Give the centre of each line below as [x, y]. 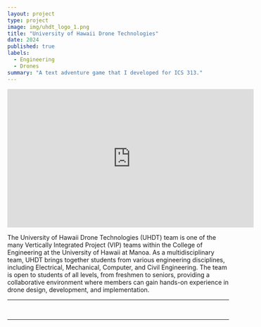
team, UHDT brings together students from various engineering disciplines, [116, 259]
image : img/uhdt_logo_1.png [49, 27]
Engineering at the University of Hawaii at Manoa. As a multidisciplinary [111, 252]
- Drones [26, 66]
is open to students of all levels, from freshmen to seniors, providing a [108, 274]
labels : [19, 53]
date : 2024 [23, 40]
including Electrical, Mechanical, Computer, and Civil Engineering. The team [117, 267]
